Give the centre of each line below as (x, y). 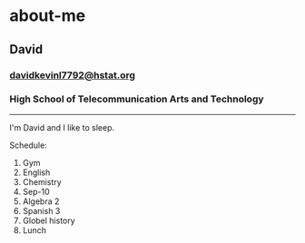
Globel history (49, 220)
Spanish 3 (41, 210)
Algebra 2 (41, 201)
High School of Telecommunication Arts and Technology (137, 99)
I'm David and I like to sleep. (62, 127)
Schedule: (28, 145)
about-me (48, 16)
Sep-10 (36, 191)
